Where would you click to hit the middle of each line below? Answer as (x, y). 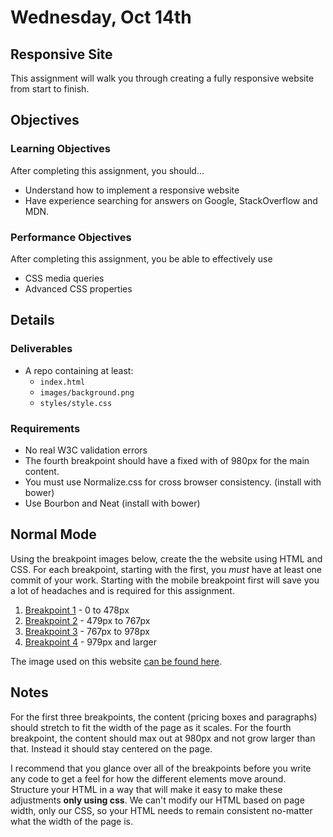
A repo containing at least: (79, 370)
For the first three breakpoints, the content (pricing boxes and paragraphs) (164, 717)
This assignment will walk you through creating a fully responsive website (162, 78)
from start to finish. (50, 89)
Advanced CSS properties (78, 288)
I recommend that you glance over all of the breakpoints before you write (161, 768)
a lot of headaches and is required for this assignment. (122, 590)
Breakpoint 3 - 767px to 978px (87, 631)
